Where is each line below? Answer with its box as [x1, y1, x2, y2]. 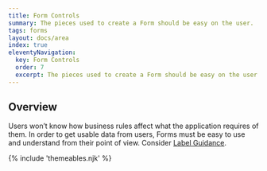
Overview [8, 100, 58, 114]
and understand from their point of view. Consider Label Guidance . [8, 138, 227, 148]
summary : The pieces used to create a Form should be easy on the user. [8, 19, 254, 27]
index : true [8, 41, 48, 49]
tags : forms [8, 26, 48, 34]
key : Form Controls [15, 56, 80, 64]
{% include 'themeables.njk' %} [8, 154, 113, 163]
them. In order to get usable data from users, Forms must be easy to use [8, 130, 246, 139]
